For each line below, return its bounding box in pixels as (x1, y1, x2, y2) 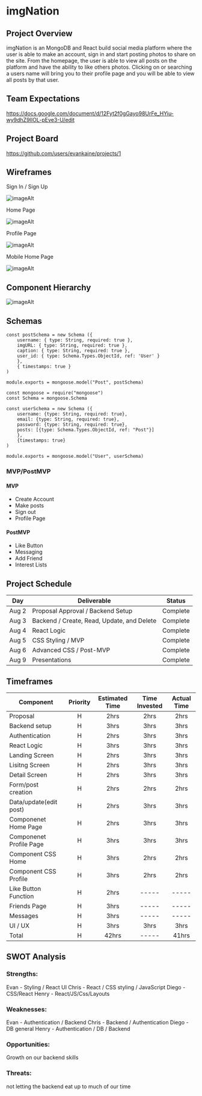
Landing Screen (9, 751, 54, 759)
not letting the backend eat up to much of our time (6, 1083, 131, 1090)
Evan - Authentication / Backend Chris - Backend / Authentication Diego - (6, 1019, 189, 1026)
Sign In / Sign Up (6, 183, 48, 191)
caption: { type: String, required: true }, (17, 348, 130, 354)
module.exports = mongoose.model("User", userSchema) (6, 454, 144, 460)
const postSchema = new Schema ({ (6, 332, 93, 338)
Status (166, 597, 186, 605)
